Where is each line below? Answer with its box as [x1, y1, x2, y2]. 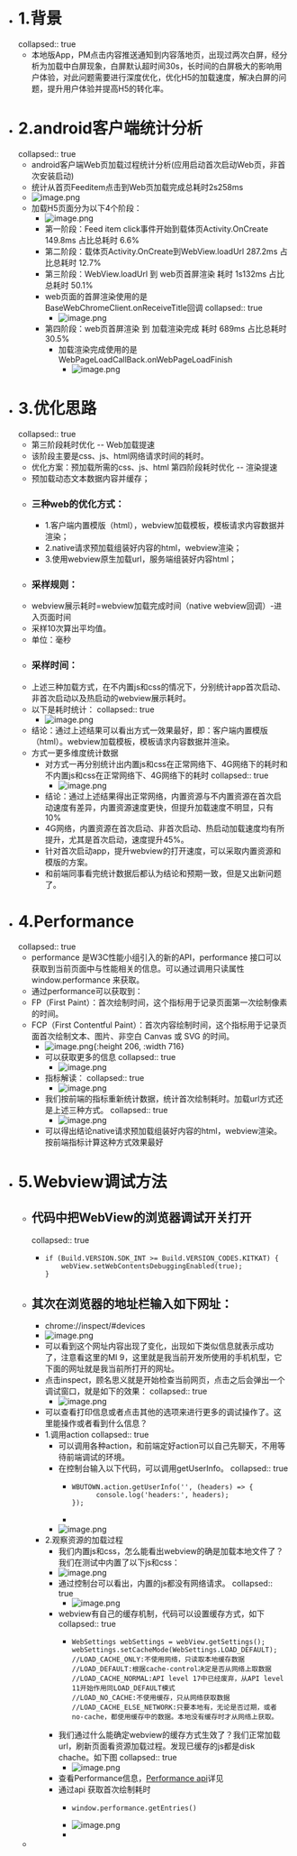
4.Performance [17, 911, 135, 931]
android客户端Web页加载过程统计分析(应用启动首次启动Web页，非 [31, 159, 278, 169]
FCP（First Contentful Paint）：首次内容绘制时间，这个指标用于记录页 [31, 1019, 287, 1030]
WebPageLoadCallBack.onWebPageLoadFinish [58, 353, 233, 365]
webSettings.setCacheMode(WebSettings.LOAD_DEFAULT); [71, 1646, 278, 1655]
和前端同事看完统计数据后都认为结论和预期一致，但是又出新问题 [44, 867, 282, 879]
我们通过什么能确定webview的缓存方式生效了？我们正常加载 [58, 1730, 281, 1741]
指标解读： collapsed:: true [44, 1072, 145, 1083]
